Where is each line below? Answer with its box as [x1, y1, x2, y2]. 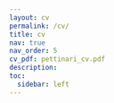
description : [9, 64, 58, 73]
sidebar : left [17, 80, 69, 89]
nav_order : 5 [9, 47, 58, 56]
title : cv [9, 30, 46, 39]
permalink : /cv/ [9, 21, 69, 30]
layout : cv [9, 13, 50, 22]
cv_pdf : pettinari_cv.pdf [9, 55, 105, 64]
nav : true [9, 38, 46, 47]
